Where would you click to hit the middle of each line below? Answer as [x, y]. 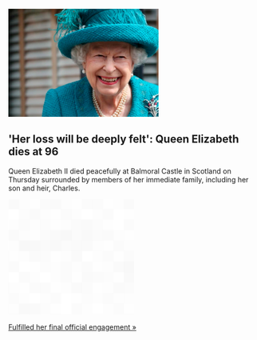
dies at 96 [34, 152]
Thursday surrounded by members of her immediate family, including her [128, 179]
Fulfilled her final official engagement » [73, 327]
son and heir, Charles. [44, 188]
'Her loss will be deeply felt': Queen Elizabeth [124, 140]
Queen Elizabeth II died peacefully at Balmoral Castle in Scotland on [120, 171]
